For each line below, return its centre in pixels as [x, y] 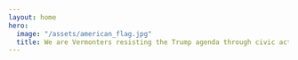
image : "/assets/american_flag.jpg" [84, 34]
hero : [18, 26]
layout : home [32, 17]
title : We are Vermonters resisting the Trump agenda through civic [146, 42]
